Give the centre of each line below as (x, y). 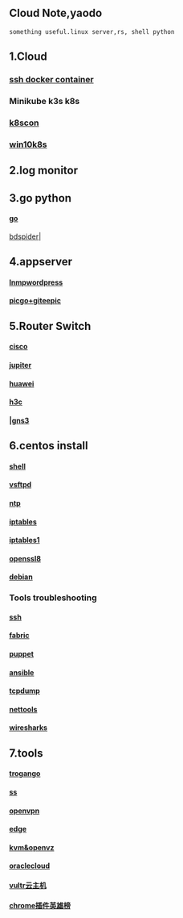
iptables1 (24, 540)
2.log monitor (44, 171)
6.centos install (49, 446)
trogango (25, 774)
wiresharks (28, 728)
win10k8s (28, 144)
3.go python (40, 198)
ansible (22, 672)
